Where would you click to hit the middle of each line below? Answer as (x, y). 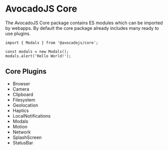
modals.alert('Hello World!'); (38, 56)
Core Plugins (26, 71)
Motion (20, 126)
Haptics (20, 110)
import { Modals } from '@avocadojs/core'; (52, 43)
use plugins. (18, 33)
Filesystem (24, 99)
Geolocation (25, 105)
